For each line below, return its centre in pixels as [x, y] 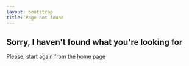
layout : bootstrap [30, 12]
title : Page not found [35, 18]
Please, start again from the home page [56, 57]
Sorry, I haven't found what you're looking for [94, 42]
